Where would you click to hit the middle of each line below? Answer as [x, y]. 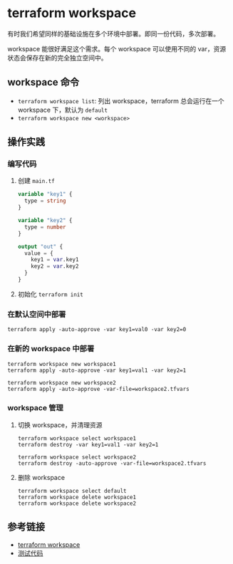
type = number [45, 227]
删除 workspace [41, 477]
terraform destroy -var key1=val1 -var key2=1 [88, 444]
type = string [45, 201]
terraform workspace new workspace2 [62, 382]
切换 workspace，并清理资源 [60, 424]
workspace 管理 [36, 408]
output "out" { [40, 246]
